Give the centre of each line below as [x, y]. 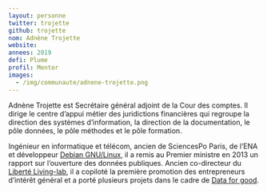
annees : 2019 [30, 53]
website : [23, 45]
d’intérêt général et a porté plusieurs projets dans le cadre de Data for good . [134, 179]
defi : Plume [28, 61]
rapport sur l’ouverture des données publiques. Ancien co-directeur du [125, 163]
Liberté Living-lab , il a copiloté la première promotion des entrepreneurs [127, 171]
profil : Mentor [34, 68]
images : [21, 75]
